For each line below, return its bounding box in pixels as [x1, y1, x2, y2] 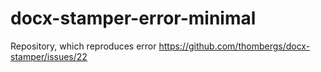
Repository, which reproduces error [10, 40, 157, 52]
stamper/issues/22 [10, 50, 88, 62]
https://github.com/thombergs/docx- [158, 40, 311, 52]
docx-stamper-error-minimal [10, 7, 257, 30]
